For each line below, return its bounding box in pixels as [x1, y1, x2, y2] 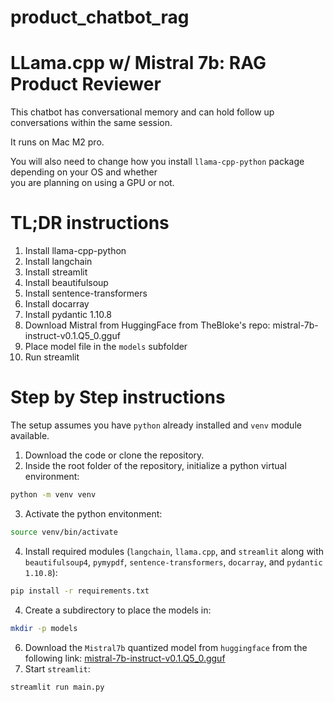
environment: [24, 471, 80, 482]
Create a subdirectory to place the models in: [24, 604, 212, 616]
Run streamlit [24, 351, 80, 363]
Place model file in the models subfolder [24, 341, 188, 353]
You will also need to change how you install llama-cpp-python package [10, 156, 305, 168]
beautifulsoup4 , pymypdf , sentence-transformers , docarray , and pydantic [24, 556, 323, 568]
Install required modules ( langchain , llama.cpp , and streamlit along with [24, 545, 325, 557]
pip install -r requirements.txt [10, 586, 150, 596]
